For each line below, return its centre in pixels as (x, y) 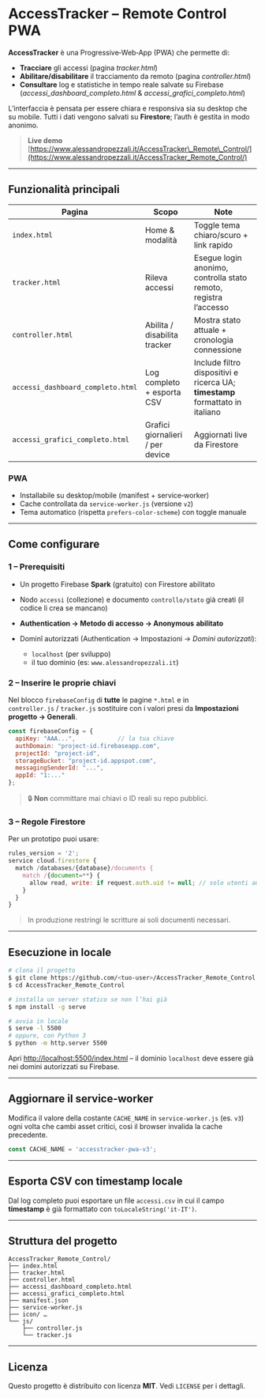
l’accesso (211, 307)
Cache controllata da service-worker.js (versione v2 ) (106, 504)
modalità (161, 240)
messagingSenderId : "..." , (60, 768)
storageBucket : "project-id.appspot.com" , (86, 761)
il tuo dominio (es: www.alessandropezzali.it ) (105, 662)
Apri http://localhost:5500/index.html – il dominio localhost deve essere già (131, 1058)
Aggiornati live (220, 434)
